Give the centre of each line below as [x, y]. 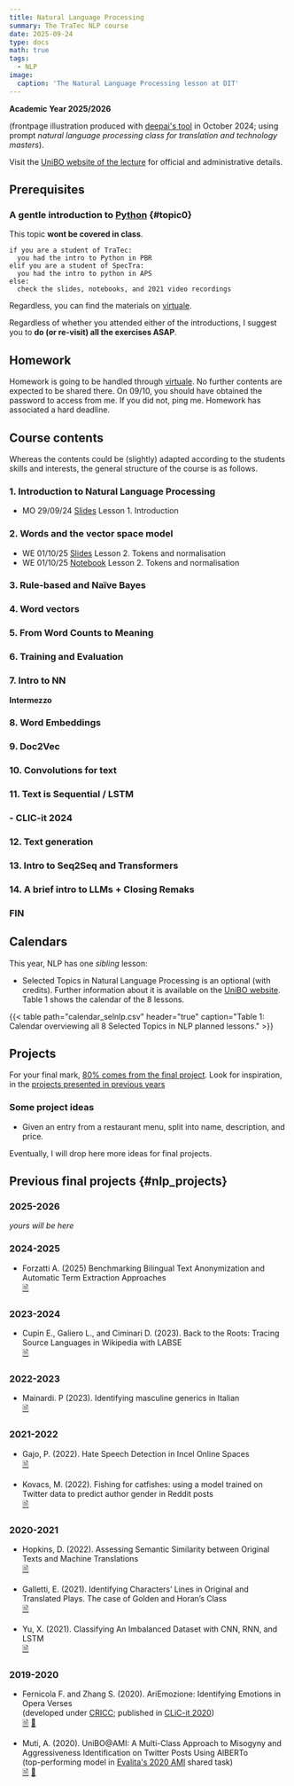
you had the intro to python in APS [85, 274]
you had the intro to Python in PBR [85, 258]
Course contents [56, 438]
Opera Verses [47, 1704]
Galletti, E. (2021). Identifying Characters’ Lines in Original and [135, 1589]
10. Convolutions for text [63, 771]
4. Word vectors [44, 609]
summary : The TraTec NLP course [69, 26]
